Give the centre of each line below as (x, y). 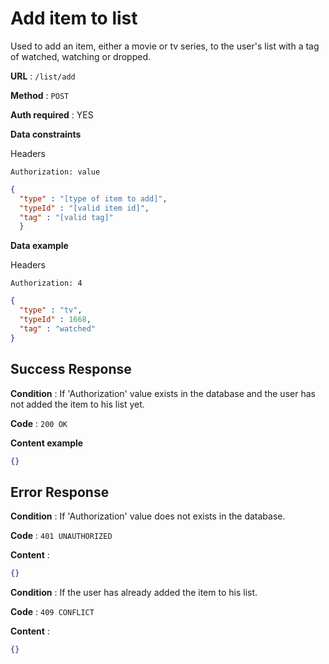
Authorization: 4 (46, 283)
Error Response (60, 492)
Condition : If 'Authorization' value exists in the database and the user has (163, 393)
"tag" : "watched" (58, 328)
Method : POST (40, 95)
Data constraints (46, 134)
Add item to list (74, 18)
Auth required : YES (52, 114)
